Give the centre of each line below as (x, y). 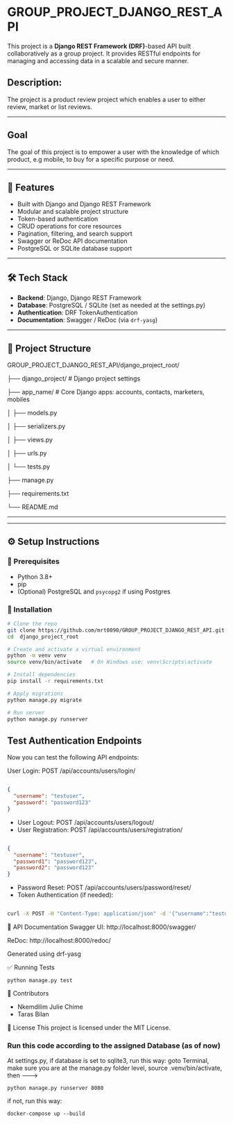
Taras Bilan (33, 1014)
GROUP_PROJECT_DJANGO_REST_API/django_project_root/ (93, 365)
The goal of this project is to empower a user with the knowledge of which (113, 152)
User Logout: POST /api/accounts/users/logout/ (86, 822)
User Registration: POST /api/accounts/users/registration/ (100, 830)
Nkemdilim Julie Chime (50, 1007)
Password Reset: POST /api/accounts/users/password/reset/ (104, 888)
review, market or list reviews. (50, 107)
